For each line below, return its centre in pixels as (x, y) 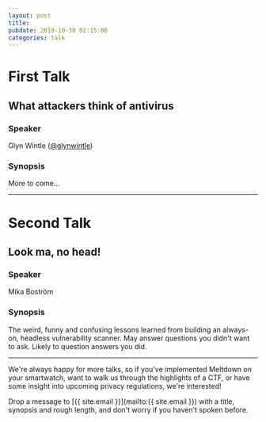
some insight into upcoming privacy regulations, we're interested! (115, 386)
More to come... (34, 184)
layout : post (30, 15)
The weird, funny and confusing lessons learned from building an (115, 329)
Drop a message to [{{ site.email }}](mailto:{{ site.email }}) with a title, (122, 401)
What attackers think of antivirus (91, 106)
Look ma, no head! (55, 252)
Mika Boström (31, 292)
